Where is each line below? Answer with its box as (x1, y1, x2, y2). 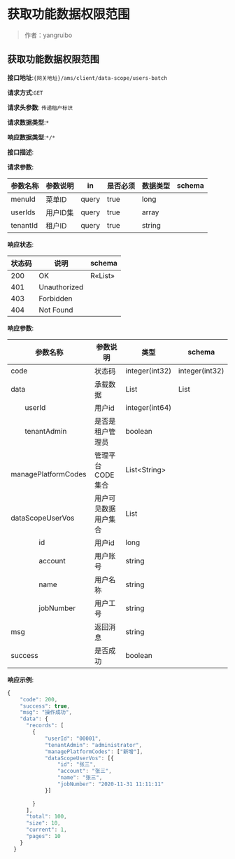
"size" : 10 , (25, 820, 61, 827)
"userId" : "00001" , (44, 735, 101, 742)
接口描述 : (7, 148, 34, 156)
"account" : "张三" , (57, 768, 112, 775)
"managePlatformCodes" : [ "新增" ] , (44, 748, 143, 755)
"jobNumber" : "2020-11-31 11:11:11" (57, 781, 164, 788)
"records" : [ (25, 722, 64, 729)
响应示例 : (7, 675, 34, 684)
